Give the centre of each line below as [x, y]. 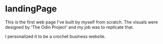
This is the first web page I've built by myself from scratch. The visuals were [81, 22]
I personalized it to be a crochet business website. [55, 36]
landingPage [31, 9]
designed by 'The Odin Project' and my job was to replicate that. [69, 27]
